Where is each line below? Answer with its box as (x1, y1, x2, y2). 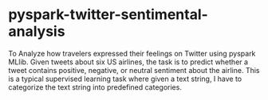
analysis (8, 22, 65, 40)
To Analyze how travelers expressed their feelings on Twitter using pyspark (8, 48, 256, 58)
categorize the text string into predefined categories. (8, 82, 182, 92)
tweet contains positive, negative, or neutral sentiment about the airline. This (8, 65, 260, 75)
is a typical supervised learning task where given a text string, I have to (8, 74, 242, 83)
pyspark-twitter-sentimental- (8, 6, 209, 24)
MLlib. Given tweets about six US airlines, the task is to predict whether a (8, 57, 249, 67)
